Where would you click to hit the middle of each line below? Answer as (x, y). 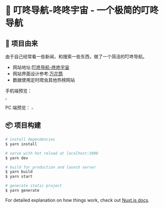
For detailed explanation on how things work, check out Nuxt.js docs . (77, 200)
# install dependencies (30, 140)
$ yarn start (19, 177)
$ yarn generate (22, 191)
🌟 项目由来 (22, 43)
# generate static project (34, 186)
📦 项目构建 (23, 125)
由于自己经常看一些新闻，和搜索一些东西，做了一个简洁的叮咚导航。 (76, 57)
